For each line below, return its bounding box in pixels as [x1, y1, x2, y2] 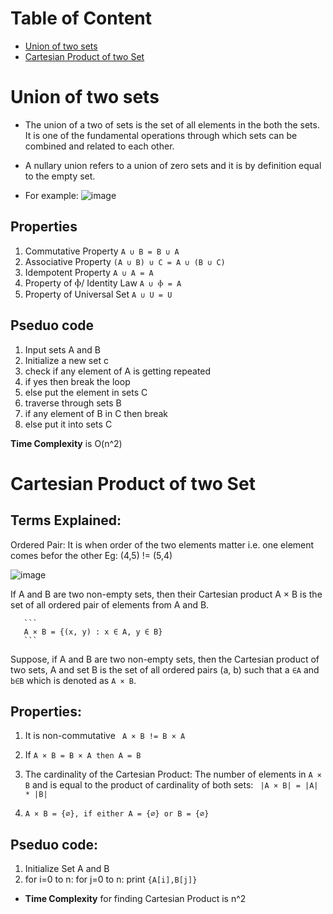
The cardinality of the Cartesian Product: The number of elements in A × [24, 768, 323, 781]
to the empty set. [24, 170, 96, 182]
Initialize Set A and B [24, 863, 110, 875]
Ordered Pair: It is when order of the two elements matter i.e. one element [10, 538, 315, 551]
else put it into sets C [24, 418, 113, 430]
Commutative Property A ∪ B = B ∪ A [24, 245, 180, 257]
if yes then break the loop [24, 375, 131, 387]
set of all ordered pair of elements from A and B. [10, 598, 210, 611]
